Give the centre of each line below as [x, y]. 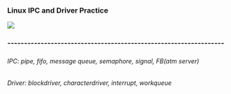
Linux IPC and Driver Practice [58, 10]
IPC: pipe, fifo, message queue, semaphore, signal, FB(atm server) [103, 61]
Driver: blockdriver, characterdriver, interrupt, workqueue [90, 83]
